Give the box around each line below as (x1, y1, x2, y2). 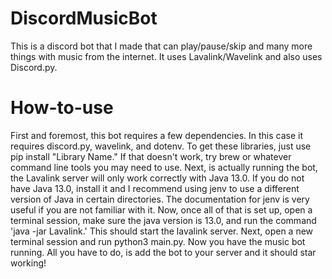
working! (10, 257, 47, 269)
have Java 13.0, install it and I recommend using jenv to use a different (10, 182, 300, 194)
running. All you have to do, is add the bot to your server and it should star (10, 246, 317, 258)
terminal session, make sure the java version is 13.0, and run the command (10, 214, 317, 226)
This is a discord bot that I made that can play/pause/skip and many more (10, 40, 313, 52)
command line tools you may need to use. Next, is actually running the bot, (10, 161, 318, 173)
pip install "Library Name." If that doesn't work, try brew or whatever (10, 150, 292, 162)
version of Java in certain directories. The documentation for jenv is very (10, 193, 310, 205)
